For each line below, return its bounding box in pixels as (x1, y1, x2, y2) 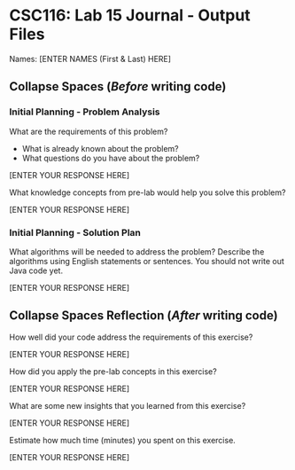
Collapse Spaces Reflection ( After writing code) (9, 308, 278, 324)
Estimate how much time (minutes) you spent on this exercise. (9, 435, 237, 445)
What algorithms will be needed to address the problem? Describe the (9, 246, 265, 257)
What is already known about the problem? (21, 143, 179, 153)
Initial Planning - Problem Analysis (9, 106, 160, 118)
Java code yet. (9, 265, 64, 276)
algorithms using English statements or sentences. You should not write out (9, 255, 285, 266)
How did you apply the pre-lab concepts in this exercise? (9, 365, 217, 377)
